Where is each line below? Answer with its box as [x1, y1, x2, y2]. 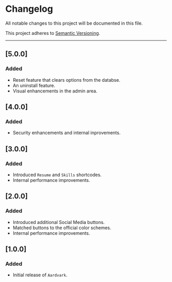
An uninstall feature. [12, 82, 55, 88]
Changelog [5, 3, 53, 15]
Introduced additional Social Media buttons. [12, 219, 105, 225]
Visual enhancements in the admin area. [12, 88, 98, 94]
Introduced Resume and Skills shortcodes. [12, 172, 102, 178]
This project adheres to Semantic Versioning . [5, 30, 100, 36]
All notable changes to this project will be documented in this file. [5, 20, 143, 26]
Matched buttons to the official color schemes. [12, 224, 112, 231]
